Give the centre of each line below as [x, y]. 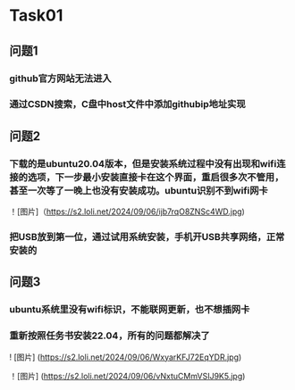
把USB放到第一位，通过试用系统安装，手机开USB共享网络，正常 [147, 237]
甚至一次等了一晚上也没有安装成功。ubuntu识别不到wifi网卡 [139, 190]
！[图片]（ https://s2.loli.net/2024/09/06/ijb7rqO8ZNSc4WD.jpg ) [127, 212]
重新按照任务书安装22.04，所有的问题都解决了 [110, 336]
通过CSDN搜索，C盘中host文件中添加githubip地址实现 [127, 104]
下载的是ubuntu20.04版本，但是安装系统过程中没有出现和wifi [143, 163]
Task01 [36, 16]
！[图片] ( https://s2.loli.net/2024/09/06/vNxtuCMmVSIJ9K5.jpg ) [127, 376]
